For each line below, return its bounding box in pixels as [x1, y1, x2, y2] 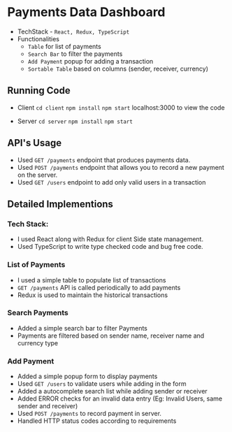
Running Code [7, 85, 71, 96]
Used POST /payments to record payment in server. [17, 410, 162, 418]
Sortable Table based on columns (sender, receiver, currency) [27, 64, 208, 73]
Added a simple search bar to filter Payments [17, 324, 148, 332]
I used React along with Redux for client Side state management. [17, 235, 204, 243]
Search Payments [7, 308, 68, 318]
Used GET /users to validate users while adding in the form [17, 380, 187, 388]
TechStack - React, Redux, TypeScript [17, 27, 130, 36]
